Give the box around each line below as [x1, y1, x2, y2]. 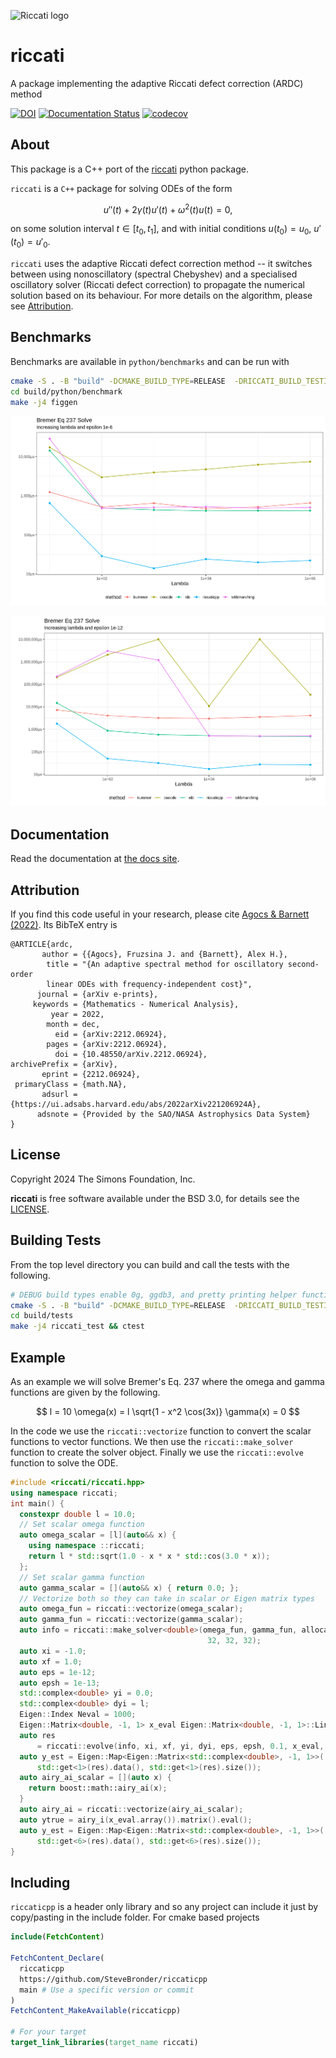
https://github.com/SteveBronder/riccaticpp [19, 1974, 208, 1984]
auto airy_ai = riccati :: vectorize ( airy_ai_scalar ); [19, 1805, 244, 1815]
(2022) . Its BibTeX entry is [10, 919, 118, 930]
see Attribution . [10, 300, 74, 312]
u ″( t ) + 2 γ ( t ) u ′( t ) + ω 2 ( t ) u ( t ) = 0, [103, 201, 233, 215]
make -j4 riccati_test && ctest [10, 1321, 145, 1332]
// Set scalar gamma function [19, 1572, 145, 1582]
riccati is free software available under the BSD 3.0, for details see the [10, 1192, 300, 1204]
